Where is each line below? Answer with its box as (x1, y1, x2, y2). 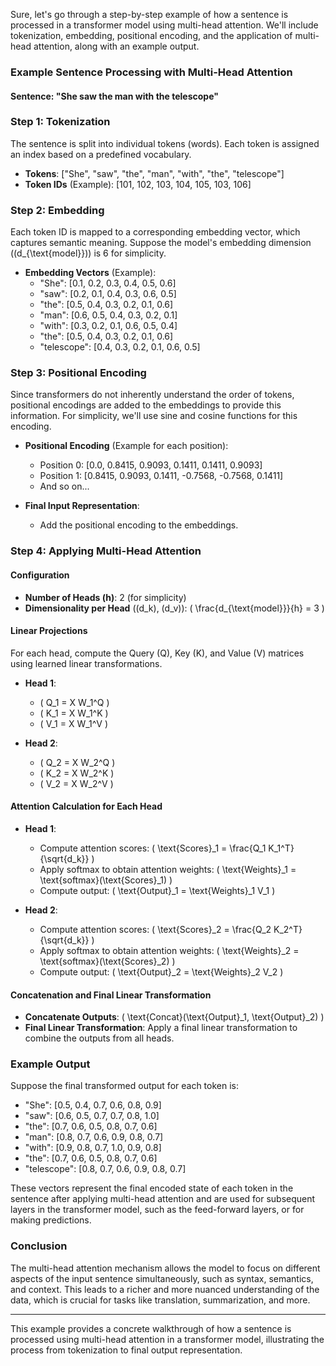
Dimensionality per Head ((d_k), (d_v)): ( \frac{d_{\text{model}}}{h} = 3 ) (24, 602, 325, 614)
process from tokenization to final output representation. (10, 1344, 243, 1356)
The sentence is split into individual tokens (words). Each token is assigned (10, 137, 320, 149)
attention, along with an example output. (33, 40, 200, 52)
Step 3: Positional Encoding (10, 366, 147, 380)
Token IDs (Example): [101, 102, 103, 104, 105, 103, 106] (24, 178, 252, 190)
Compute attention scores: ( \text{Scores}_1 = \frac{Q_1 (39, 842, 267, 854)
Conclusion (10, 1239, 68, 1253)
